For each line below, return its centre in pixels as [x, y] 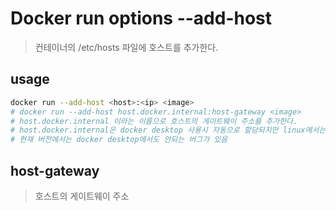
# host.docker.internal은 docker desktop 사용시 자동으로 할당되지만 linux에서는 [168, 130]
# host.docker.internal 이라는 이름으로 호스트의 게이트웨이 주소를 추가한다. [154, 121]
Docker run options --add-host [141, 18]
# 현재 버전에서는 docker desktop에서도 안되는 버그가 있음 [119, 140]
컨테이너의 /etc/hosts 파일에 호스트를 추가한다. [126, 47]
